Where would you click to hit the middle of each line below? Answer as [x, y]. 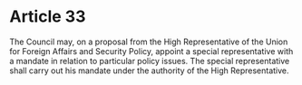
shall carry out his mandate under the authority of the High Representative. [149, 71]
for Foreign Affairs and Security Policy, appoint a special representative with [151, 51]
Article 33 [48, 17]
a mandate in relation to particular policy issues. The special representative [150, 61]
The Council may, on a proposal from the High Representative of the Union [149, 42]
